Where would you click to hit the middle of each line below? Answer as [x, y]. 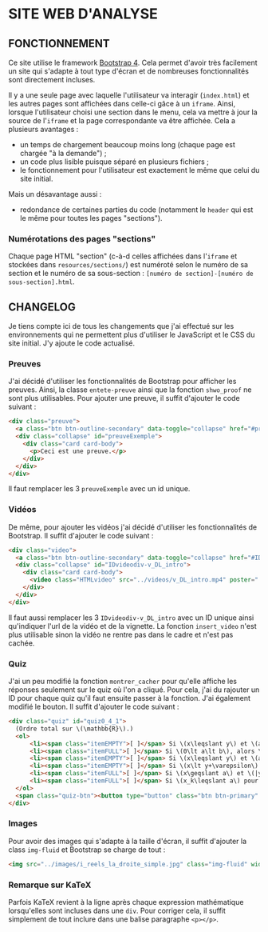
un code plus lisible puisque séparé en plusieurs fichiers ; [114, 162]
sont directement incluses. [52, 80]
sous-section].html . [41, 282]
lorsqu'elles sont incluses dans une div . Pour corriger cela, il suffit [117, 910]
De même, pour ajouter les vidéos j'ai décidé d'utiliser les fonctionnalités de [133, 527]
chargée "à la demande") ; [63, 153]
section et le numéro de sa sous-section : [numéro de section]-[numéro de [131, 274]
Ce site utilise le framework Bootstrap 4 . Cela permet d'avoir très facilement [133, 62]
